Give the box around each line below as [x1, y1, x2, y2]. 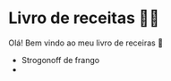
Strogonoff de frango [21, 54, 100, 65]
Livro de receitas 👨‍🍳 [8, 8, 160, 28]
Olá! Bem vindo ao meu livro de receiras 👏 [8, 37, 163, 48]
